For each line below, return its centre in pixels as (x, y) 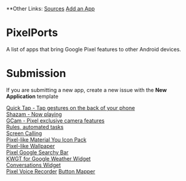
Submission (36, 73)
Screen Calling (24, 133)
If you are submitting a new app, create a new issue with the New (86, 90)
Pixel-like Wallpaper (31, 146)
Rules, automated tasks (35, 127)
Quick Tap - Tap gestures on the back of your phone (71, 108)
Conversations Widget (34, 165)
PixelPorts (32, 33)
